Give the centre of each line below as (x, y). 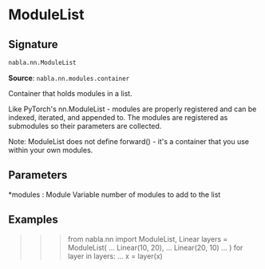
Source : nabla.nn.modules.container (69, 78)
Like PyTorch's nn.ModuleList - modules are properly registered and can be (132, 109)
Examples (33, 220)
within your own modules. (51, 150)
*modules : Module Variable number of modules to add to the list (115, 195)
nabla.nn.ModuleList (43, 62)
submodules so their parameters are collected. (85, 126)
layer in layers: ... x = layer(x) (115, 256)
